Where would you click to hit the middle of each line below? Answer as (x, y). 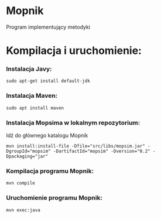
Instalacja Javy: (29, 69)
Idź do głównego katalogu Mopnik (47, 135)
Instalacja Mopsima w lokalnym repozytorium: (73, 122)
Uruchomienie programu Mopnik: (54, 198)
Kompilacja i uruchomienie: (74, 51)
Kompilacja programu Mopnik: (50, 171)
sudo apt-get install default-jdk (48, 81)
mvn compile (20, 183)
